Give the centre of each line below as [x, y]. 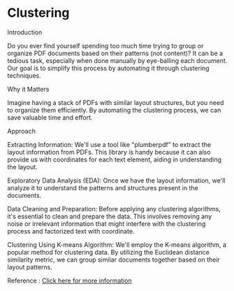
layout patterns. [30, 267]
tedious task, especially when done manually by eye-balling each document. [117, 60]
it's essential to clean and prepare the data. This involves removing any [110, 216]
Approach [22, 131]
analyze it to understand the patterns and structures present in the [103, 187]
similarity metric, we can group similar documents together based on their [114, 260]
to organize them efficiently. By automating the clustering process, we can [114, 110]
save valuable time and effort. [50, 118]
